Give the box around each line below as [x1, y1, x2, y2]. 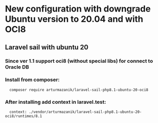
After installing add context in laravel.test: [5, 98, 107, 105]
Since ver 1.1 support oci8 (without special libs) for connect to [5, 57, 153, 64]
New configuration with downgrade [5, 3, 151, 14]
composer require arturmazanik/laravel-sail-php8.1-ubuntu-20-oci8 [9, 87, 149, 92]
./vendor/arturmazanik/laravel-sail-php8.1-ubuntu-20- [29, 109, 142, 114]
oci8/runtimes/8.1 [5, 114, 42, 119]
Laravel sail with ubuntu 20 [5, 43, 89, 51]
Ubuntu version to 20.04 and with [5, 14, 143, 25]
